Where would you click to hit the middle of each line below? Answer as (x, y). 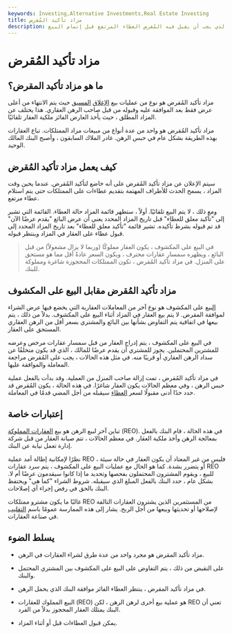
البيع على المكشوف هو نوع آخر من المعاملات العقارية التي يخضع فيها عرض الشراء (112, 307)
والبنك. (27, 575)
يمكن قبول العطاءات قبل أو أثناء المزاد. (68, 622)
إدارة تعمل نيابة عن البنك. (40, 445)
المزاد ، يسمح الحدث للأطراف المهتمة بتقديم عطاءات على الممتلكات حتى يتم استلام (115, 191)
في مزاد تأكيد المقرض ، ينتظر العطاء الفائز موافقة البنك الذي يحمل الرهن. (112, 588)
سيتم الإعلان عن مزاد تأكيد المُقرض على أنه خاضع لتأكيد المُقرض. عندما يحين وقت (112, 184)
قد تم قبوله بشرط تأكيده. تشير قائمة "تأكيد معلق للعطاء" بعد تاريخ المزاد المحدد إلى (114, 226)
